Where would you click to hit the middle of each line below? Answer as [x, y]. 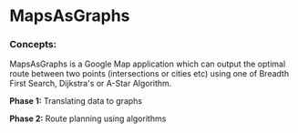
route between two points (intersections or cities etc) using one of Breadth [149, 74]
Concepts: [33, 45]
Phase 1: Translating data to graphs [76, 101]
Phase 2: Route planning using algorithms [88, 118]
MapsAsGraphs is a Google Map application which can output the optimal [148, 64]
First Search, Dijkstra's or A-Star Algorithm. [91, 84]
